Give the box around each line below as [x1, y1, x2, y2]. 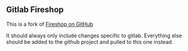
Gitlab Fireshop [6, 5, 64, 15]
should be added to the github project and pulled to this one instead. [6, 38, 174, 45]
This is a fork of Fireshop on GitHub [6, 20, 94, 27]
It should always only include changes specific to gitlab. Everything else [6, 32, 182, 39]
